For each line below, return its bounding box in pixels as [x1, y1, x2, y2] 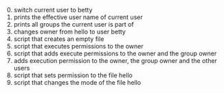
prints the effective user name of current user [13, 13, 143, 21]
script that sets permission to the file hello [13, 71, 133, 79]
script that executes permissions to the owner [13, 42, 144, 50]
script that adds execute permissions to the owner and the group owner [13, 49, 217, 57]
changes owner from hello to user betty [13, 27, 126, 36]
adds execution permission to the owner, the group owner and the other [13, 57, 218, 64]
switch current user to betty [13, 6, 93, 14]
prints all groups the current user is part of [13, 21, 134, 28]
